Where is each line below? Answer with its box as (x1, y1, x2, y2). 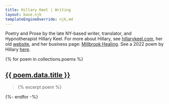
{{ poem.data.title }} (5, 71, 71, 79)
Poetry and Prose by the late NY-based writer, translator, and (5, 31, 132, 37)
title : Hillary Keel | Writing (5, 7, 71, 13)
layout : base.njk (5, 12, 42, 17)
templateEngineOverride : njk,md (5, 17, 73, 22)
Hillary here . (5, 46, 31, 53)
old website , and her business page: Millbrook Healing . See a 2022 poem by (5, 41, 164, 47)
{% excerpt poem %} (17, 84, 62, 90)
